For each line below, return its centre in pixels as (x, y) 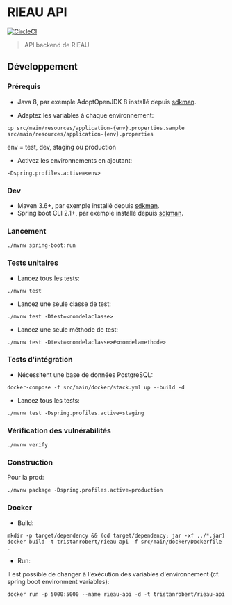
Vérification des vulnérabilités (59, 430)
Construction (30, 462)
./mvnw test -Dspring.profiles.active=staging (76, 413)
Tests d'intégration (40, 360)
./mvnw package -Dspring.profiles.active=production (85, 490)
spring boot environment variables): (58, 581)
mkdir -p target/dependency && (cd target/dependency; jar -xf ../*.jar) (116, 535)
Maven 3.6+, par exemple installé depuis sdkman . (88, 205)
